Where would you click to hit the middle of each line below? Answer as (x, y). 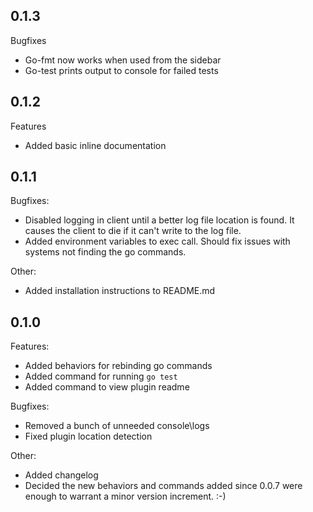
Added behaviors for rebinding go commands (118, 366)
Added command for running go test (101, 376)
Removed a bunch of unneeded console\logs (117, 426)
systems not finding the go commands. (105, 252)
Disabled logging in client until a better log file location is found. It (159, 220)
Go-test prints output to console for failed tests (121, 70)
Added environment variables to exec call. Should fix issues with (157, 241)
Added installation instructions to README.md (120, 291)
